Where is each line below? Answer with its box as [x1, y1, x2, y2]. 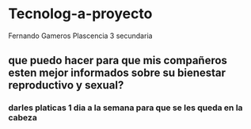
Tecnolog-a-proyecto [8, 5, 153, 23]
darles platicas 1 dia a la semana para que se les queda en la [8, 102, 243, 113]
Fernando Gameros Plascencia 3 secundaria [8, 31, 153, 40]
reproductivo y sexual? [8, 78, 124, 92]
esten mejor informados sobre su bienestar [8, 66, 226, 80]
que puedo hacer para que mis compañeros [8, 54, 228, 67]
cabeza [8, 112, 37, 123]
